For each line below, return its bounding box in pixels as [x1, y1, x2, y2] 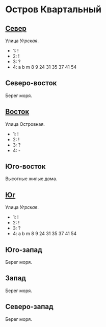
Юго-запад [5, 245, 42, 254]
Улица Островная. [5, 121, 45, 127]
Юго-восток [5, 162, 46, 171]
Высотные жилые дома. [5, 176, 58, 182]
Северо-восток [5, 79, 57, 88]
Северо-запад [5, 302, 54, 311]
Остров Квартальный [5, 4, 102, 15]
